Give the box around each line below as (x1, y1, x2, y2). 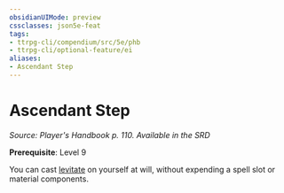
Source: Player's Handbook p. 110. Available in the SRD (9, 129, 210, 140)
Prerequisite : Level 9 (9, 147, 87, 158)
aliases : (9, 54, 42, 63)
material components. (9, 174, 89, 184)
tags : (9, 29, 29, 38)
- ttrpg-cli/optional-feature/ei (9, 46, 133, 55)
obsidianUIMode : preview (9, 12, 101, 22)
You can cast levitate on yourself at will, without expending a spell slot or (9, 164, 276, 174)
